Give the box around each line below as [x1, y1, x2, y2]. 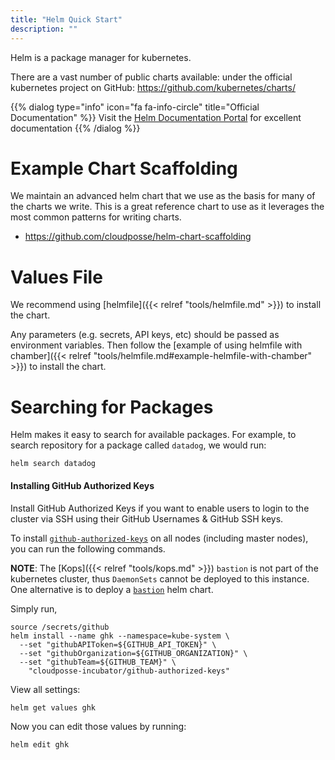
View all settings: [10, 683, 81, 695]
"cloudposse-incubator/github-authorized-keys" [28, 666, 230, 676]
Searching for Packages [10, 396, 214, 418]
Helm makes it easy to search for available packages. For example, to [10, 429, 297, 441]
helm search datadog [10, 459, 97, 469]
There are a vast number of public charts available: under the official [10, 71, 293, 83]
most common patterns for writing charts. [10, 211, 182, 223]
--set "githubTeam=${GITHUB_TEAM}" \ [19, 657, 177, 667]
